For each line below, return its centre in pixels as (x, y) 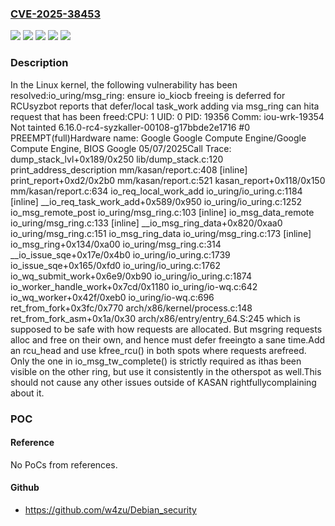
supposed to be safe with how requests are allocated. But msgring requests (166, 329)
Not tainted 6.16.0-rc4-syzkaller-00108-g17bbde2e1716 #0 (130, 127)
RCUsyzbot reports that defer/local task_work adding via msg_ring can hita (165, 106)
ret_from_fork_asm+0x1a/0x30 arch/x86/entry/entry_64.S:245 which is (155, 318)
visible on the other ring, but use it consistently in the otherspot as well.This (166, 371)
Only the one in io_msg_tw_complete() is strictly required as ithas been (156, 361)
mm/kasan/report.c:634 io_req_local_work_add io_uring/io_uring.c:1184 (156, 191)
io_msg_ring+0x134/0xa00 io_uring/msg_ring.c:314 (116, 244)
